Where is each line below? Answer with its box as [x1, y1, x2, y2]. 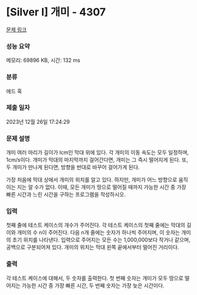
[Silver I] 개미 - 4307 [6, 5, 106, 19]
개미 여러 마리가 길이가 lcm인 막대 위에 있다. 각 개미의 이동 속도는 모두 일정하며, [6, 149, 189, 156]
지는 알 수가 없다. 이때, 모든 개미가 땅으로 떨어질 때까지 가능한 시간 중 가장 [17, 183, 187, 191]
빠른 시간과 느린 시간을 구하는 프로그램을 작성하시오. [6, 191, 126, 198]
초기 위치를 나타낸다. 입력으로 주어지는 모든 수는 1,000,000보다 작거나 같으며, [12, 237, 191, 244]
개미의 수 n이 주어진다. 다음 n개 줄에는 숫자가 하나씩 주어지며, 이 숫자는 [17, 229, 180, 236]
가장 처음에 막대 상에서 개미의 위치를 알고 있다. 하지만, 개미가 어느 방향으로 [6, 176, 178, 183]
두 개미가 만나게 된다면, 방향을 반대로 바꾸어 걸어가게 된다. [6, 163, 140, 171]
